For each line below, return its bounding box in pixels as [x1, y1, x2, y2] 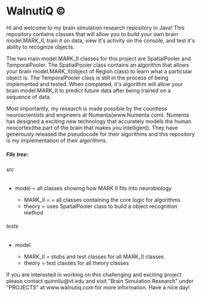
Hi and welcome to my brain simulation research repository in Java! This [6, 24, 185, 31]
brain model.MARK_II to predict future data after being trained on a [6, 87, 171, 94]
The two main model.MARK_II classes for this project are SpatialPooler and [6, 55, 191, 62]
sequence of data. [6, 93, 52, 100]
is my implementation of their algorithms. [6, 136, 107, 144]
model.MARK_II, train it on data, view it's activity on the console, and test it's [6, 37, 195, 44]
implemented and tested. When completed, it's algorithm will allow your [6, 80, 183, 88]
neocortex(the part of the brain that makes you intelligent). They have [6, 124, 178, 131]
